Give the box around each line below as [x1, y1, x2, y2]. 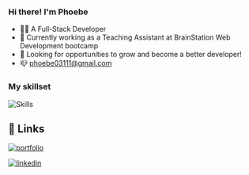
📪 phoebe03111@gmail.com [19, 59, 112, 68]
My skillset [8, 82, 51, 93]
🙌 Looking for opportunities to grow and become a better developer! [19, 50, 243, 59]
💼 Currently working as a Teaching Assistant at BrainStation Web [19, 32, 231, 42]
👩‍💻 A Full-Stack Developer [19, 25, 107, 34]
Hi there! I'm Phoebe [8, 6, 89, 17]
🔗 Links [8, 122, 45, 135]
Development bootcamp [19, 41, 99, 51]
